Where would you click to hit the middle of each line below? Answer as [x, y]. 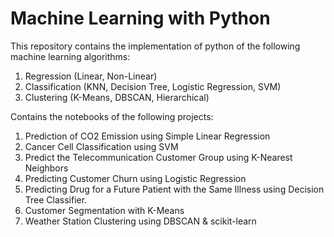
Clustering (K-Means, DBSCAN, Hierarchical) [117, 97]
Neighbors [46, 168]
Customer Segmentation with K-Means [104, 210]
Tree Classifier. [56, 199]
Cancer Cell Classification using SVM [101, 146]
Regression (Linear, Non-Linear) [91, 76]
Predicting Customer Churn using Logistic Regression [135, 178]
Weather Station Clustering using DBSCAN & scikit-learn [140, 221]
